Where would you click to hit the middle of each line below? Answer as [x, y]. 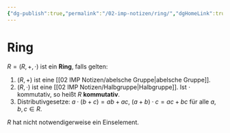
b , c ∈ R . [29, 109]
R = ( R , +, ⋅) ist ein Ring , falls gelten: [57, 66]
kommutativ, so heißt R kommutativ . [68, 94]
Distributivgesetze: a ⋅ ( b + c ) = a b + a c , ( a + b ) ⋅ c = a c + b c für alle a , [117, 101]
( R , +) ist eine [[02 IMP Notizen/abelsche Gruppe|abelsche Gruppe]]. [114, 80]
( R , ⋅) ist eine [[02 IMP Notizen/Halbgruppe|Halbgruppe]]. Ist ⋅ [103, 87]
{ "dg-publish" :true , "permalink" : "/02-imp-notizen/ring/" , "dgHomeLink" [110, 13]
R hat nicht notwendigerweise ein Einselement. [73, 122]
